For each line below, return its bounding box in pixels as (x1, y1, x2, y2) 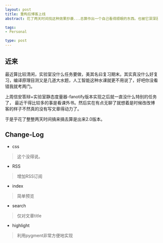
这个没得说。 (16, 154, 43, 159)
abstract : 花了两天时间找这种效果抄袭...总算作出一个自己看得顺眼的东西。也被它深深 (5, 16, 156, 21)
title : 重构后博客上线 (5, 12, 46, 17)
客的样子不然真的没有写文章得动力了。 (5, 105, 81, 112)
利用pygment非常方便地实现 (16, 232, 73, 238)
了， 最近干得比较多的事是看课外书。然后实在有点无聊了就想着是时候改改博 (5, 100, 155, 105)
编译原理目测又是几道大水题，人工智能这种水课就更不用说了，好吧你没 (13, 77, 154, 83)
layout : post (5, 7, 32, 12)
